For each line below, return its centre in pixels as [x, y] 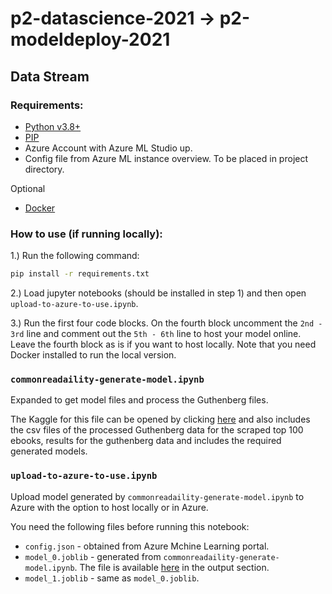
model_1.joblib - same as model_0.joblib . [112, 578]
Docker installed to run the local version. [93, 355]
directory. [44, 169]
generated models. [49, 451]
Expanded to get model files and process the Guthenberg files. [139, 400]
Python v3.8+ [53, 126]
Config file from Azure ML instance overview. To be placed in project [166, 158]
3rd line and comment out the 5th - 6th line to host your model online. [156, 334]
